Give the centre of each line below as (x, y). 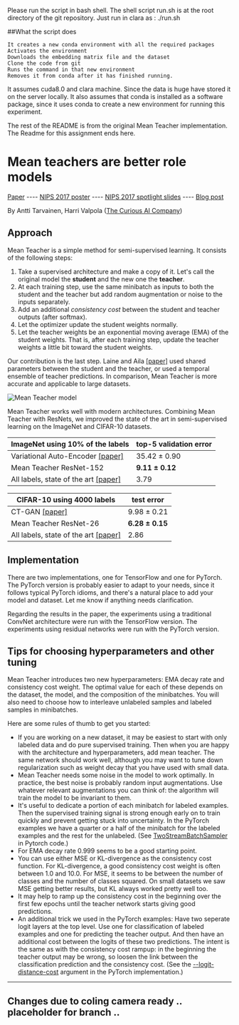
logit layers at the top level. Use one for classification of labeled (111, 927)
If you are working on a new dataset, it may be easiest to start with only (122, 737)
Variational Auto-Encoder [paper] (67, 456)
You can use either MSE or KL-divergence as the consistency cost (115, 858)
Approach (30, 233)
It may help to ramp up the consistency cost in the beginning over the (119, 896)
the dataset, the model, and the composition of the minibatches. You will (113, 694)
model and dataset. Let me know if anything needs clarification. (101, 600)
